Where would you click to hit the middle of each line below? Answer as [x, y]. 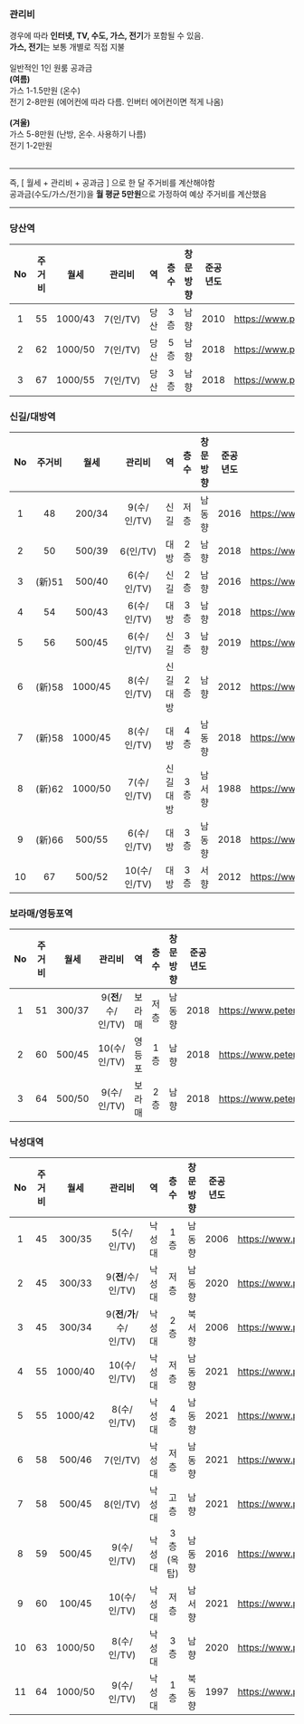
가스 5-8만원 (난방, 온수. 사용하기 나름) [78, 134]
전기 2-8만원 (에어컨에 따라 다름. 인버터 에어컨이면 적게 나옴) [117, 102]
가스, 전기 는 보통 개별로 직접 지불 [67, 47]
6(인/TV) [138, 551]
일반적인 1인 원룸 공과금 [51, 68]
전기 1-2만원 [31, 146]
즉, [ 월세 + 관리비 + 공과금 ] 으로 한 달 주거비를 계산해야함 [112, 183]
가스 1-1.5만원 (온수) [45, 91]
